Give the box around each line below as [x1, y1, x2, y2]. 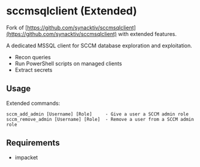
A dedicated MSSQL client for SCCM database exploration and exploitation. [6, 42, 193, 49]
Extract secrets [14, 66, 53, 73]
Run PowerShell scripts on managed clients [14, 60, 122, 67]
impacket [14, 154, 38, 161]
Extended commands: [6, 99, 60, 107]
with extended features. [118, 30, 177, 37]
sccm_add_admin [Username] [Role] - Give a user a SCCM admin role [6, 111, 189, 117]
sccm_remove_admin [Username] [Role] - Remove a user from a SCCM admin [6, 116, 195, 122]
